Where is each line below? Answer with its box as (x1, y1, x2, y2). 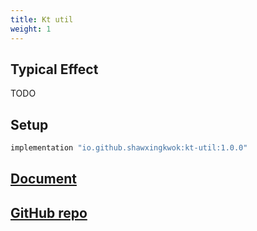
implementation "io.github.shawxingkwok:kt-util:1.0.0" (10, 143, 248, 153)
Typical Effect (10, 61, 99, 78)
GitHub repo (10, 204, 88, 221)
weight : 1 (10, 24, 52, 34)
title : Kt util (10, 14, 74, 25)
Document (10, 171, 77, 188)
